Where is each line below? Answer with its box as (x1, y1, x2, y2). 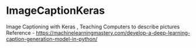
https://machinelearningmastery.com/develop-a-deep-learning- (36, 29, 190, 36)
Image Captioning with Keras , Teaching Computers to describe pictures (6, 23, 180, 30)
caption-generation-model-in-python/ (6, 35, 98, 42)
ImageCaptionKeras (6, 4, 105, 17)
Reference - (6, 29, 35, 36)
